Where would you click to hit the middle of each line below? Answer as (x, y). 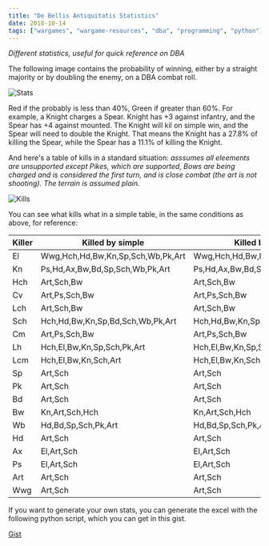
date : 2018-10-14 (37, 23)
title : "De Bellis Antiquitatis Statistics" (84, 16)
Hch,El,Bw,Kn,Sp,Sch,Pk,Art (93, 347)
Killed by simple (113, 243)
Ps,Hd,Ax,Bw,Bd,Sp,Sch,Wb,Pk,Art (105, 269)
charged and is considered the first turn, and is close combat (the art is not (133, 175)
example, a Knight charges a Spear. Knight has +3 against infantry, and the (132, 117)
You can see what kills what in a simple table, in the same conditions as (126, 215)
